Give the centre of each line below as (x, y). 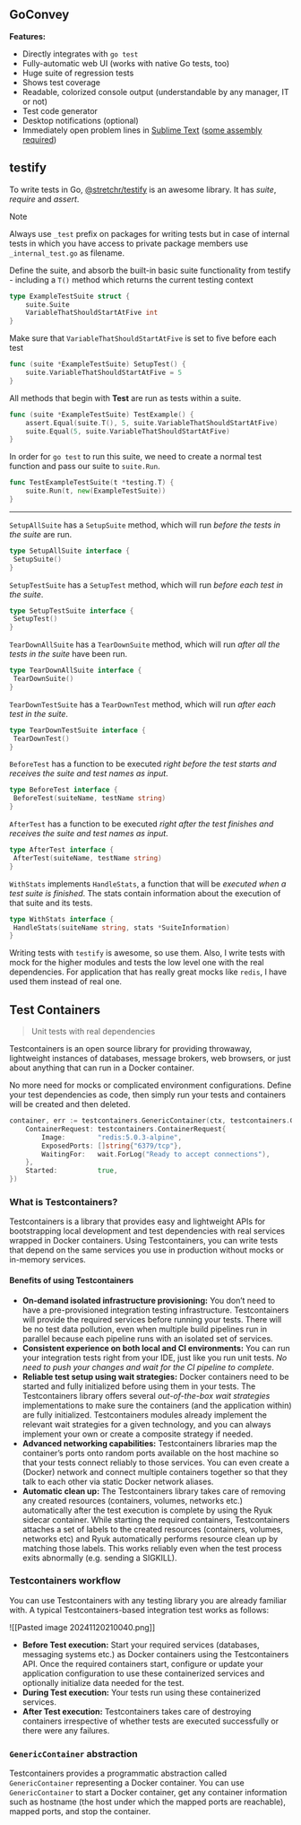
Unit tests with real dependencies (93, 1032)
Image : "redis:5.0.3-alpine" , (112, 1137)
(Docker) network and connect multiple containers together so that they (155, 1471)
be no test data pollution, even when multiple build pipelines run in (145, 1329)
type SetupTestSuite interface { (72, 611)
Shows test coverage (61, 82)
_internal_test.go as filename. (67, 253)
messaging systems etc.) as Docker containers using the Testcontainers (155, 1654)
